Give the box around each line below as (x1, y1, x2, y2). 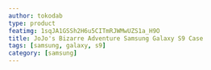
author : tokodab (8, 11, 63, 20)
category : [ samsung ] (8, 49, 78, 57)
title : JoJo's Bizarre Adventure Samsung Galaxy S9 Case (8, 34, 204, 43)
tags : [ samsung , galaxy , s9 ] (8, 42, 106, 50)
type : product (8, 19, 56, 27)
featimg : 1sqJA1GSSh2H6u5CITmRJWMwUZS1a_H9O (8, 27, 160, 35)
